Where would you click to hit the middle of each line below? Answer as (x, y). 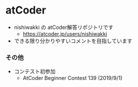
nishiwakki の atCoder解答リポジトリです (64, 27)
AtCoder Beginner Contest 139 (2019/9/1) (73, 78)
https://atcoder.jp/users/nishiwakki (65, 34)
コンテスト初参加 (35, 72)
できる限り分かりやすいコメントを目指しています (73, 41)
